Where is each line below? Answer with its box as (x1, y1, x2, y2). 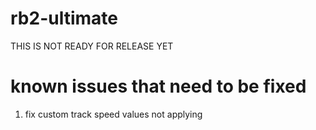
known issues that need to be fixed (10, 75, 307, 98)
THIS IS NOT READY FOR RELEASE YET (10, 40, 174, 52)
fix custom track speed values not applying (24, 108, 203, 120)
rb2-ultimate (10, 7, 118, 30)
